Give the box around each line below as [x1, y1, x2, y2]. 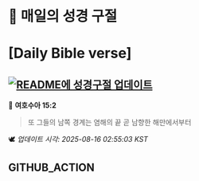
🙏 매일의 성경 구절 [8, 7, 118, 26]
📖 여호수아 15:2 [8, 100, 57, 110]
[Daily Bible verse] [8, 45, 132, 62]
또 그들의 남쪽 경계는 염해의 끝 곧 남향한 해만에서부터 [27, 117, 192, 128]
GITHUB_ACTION [8, 160, 96, 174]
